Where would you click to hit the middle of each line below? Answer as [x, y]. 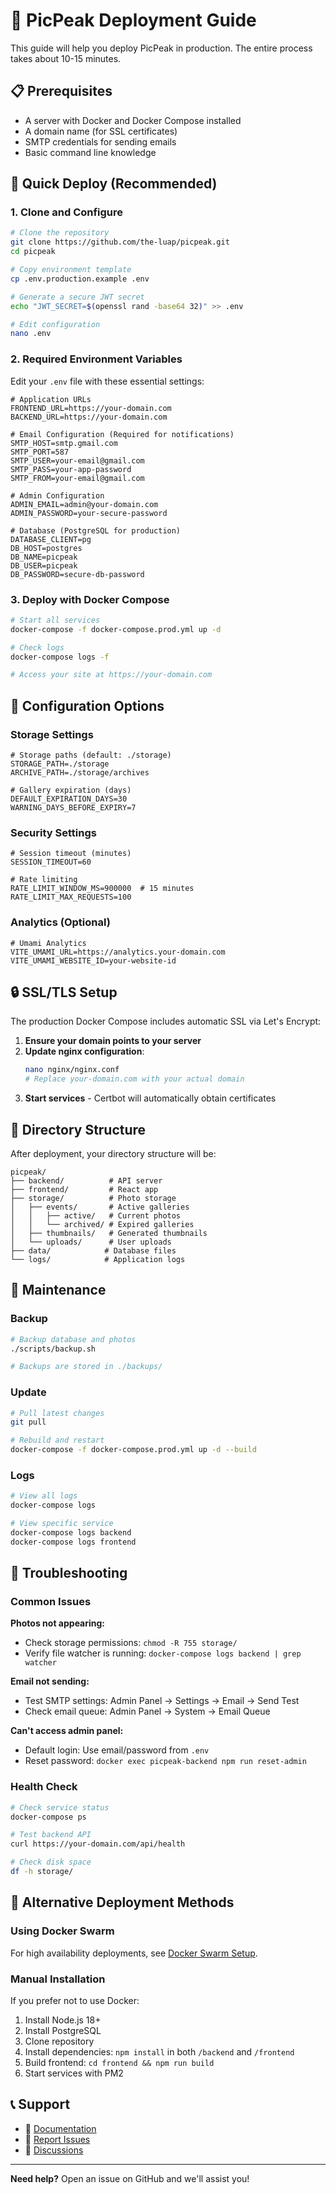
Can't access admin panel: [67, 1731]
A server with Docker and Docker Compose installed [133, 120]
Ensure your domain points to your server [113, 1041]
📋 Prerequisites [61, 91]
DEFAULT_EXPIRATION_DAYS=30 [69, 799]
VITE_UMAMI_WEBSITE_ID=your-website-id [93, 960]
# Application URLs [51, 399]
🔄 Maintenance [58, 1290]
